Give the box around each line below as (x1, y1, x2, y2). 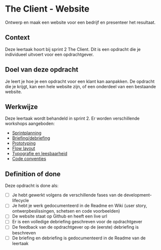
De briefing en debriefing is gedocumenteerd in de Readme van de (12, 235, 146, 241)
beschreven (12, 230, 36, 235)
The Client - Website (5, 3, 90, 15)
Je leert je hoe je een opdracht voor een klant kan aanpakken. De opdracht (5, 78, 155, 84)
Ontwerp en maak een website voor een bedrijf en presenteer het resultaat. (5, 19, 156, 25)
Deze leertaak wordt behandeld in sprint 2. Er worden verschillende (5, 115, 140, 122)
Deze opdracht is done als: (5, 183, 59, 188)
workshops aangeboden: (5, 121, 55, 126)
